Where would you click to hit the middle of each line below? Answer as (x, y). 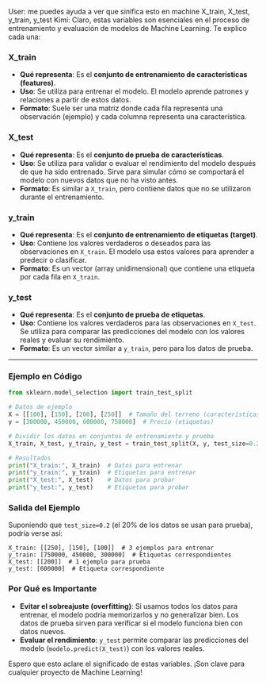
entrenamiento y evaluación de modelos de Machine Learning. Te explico (127, 28)
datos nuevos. (43, 631)
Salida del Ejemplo (44, 508)
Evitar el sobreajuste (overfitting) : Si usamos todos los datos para (129, 606)
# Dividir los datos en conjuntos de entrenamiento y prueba (111, 436)
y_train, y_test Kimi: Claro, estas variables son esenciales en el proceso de (129, 20)
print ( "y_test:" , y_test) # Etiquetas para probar (99, 487)
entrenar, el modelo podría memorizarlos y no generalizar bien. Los (129, 614)
